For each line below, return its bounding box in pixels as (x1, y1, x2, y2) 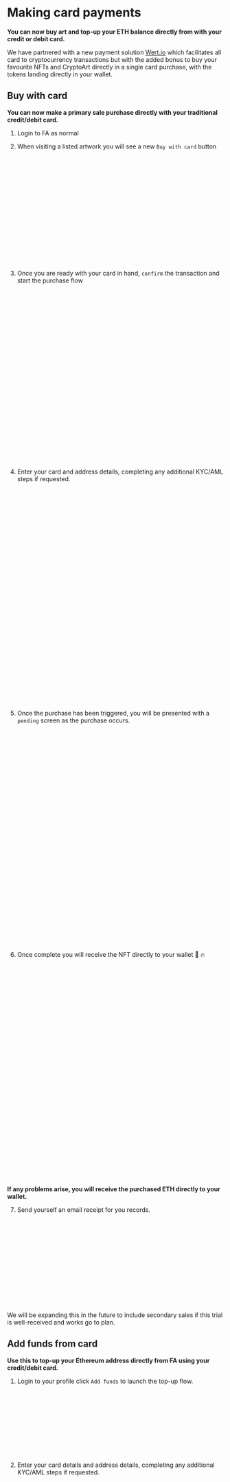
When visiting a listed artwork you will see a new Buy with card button (16, 142, 217, 151)
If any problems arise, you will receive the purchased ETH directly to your (7, 1184, 221, 1193)
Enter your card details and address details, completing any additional (16, 1461, 215, 1469)
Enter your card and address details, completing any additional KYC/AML (16, 467, 224, 476)
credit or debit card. (7, 34, 65, 43)
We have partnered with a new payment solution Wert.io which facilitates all (7, 48, 222, 56)
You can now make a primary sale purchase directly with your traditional (7, 108, 218, 116)
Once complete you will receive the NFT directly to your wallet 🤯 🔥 (16, 950, 205, 958)
